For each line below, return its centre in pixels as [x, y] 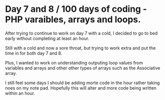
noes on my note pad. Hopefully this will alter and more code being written [81, 88]
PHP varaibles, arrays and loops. [73, 19]
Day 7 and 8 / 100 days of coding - [76, 9]
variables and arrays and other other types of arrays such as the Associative [83, 68]
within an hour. [20, 93]
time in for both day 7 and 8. [34, 53]
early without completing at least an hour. [47, 38]
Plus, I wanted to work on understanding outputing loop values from [74, 63]
